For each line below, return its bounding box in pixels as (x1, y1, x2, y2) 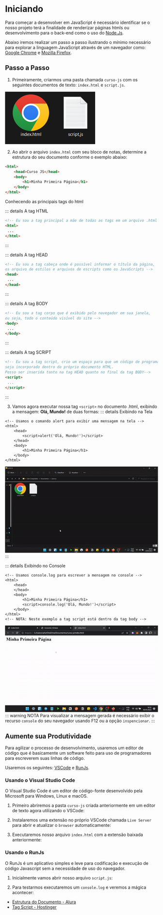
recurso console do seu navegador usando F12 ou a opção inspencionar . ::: (5, 718, 155, 724)
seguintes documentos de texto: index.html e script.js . (12, 82, 125, 88)
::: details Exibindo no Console (5, 563, 65, 569)
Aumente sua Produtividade (5, 732, 92, 740)
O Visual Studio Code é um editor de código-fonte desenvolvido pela (5, 788, 143, 794)
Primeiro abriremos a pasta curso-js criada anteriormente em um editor (12, 802, 156, 808)
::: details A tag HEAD (5, 252, 48, 258)
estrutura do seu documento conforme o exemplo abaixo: (12, 154, 128, 160)
